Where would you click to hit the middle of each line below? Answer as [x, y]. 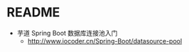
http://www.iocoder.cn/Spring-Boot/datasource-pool [105, 41]
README [33, 12]
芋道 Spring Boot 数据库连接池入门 [67, 33]
